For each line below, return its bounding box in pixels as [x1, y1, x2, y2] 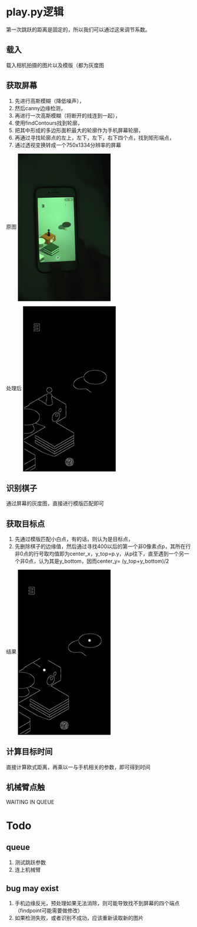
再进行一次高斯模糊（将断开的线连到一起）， [14, 112, 121, 119]
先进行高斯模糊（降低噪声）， [14, 97, 85, 104]
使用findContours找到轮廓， [14, 119, 83, 127]
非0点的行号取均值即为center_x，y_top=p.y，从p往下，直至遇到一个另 [14, 550, 184, 557]
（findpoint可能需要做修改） [14, 907, 84, 914]
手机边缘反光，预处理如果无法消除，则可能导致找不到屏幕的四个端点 [14, 900, 180, 907]
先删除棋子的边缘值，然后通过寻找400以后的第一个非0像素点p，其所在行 [14, 543, 191, 550]
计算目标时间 [6, 747, 53, 757]
